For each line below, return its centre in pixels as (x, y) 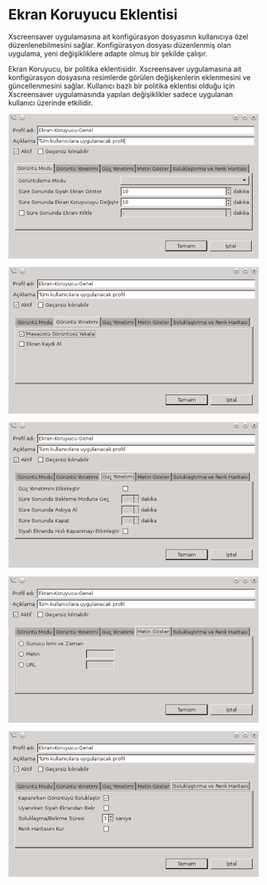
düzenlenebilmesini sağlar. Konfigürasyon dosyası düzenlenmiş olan (120, 45)
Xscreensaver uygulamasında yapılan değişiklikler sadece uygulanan (121, 94)
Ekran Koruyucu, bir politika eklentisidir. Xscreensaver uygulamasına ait (125, 68)
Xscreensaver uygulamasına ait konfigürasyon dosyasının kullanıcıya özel (128, 37)
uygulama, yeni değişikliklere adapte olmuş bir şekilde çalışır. (108, 53)
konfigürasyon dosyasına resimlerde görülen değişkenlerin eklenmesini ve (130, 77)
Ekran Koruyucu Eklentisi (93, 15)
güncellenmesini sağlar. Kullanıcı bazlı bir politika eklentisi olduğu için (122, 86)
